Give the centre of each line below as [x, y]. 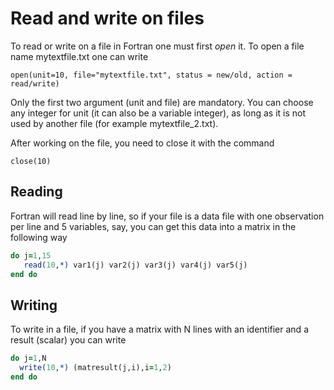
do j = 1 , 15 [31, 255]
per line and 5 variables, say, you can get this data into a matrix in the [153, 226]
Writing [34, 305]
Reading [36, 192]
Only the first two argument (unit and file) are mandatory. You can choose [162, 102]
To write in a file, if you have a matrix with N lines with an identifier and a [159, 329]
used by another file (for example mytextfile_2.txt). [114, 123]
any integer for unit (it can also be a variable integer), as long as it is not [158, 113]
